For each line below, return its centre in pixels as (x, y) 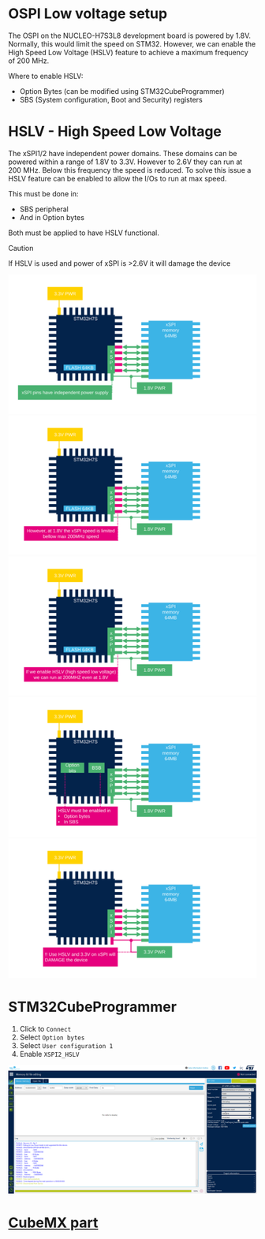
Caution (21, 248)
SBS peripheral (44, 209)
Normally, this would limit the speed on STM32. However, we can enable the (132, 43)
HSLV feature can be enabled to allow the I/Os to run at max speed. (118, 178)
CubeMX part (53, 1223)
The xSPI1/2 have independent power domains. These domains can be (123, 153)
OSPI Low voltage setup (88, 14)
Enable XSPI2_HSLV (50, 1054)
